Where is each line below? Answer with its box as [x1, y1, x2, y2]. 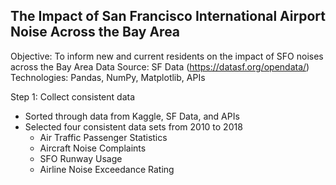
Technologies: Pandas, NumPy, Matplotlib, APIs [10, 71, 206, 83]
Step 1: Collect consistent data [10, 90, 136, 103]
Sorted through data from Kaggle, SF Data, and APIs [24, 110, 240, 122]
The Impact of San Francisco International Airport [10, 8, 326, 25]
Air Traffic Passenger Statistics [39, 131, 168, 143]
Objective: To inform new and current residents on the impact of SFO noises [10, 50, 324, 62]
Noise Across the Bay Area [10, 24, 181, 41]
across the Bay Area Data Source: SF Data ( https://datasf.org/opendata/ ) [10, 60, 310, 73]
